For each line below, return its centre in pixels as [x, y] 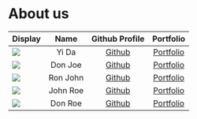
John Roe [66, 90]
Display [26, 39]
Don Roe [66, 103]
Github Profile [118, 39]
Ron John [66, 77]
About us [39, 14]
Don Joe [66, 65]
